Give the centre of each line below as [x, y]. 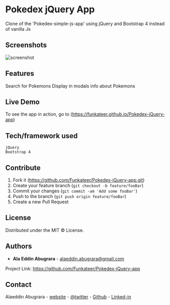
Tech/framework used [41, 136]
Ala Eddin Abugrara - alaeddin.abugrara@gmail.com [68, 258]
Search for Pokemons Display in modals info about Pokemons [70, 86]
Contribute [23, 168]
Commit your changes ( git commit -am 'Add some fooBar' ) [75, 191]
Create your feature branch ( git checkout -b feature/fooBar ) [78, 186]
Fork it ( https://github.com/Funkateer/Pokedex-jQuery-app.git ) [79, 180]
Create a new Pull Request [41, 202]
